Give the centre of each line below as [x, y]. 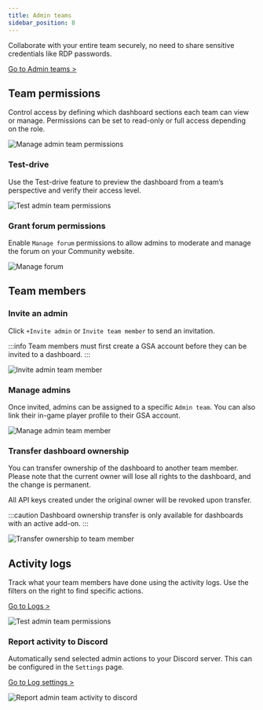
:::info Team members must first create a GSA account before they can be [128, 346]
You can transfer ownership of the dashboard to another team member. [123, 468]
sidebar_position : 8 [42, 23]
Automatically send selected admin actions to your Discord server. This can [130, 659]
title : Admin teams [40, 15]
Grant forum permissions [57, 226]
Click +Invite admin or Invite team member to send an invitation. [112, 330]
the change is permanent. [50, 485]
